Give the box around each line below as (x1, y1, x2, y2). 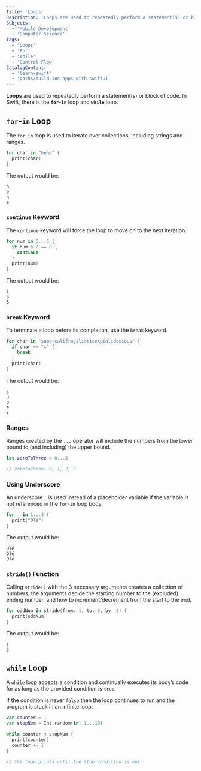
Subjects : (6, 20, 31, 26)
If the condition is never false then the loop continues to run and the (6, 697, 175, 704)
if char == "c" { (11, 344, 55, 350)
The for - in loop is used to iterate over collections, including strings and (6, 131, 183, 139)
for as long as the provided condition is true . (6, 685, 117, 692)
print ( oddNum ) (11, 613, 47, 619)
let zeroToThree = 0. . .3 (6, 455, 68, 461)
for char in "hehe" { (6, 149, 60, 156)
